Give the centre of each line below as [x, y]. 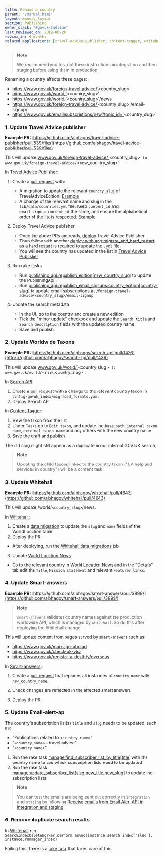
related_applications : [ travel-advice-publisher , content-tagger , [73, 41]
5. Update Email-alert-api [35, 712]
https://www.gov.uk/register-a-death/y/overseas [61, 657]
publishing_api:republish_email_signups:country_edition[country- [93, 286]
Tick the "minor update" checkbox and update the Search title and [87, 319]
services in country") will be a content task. [60, 469]
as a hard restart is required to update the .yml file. [70, 246]
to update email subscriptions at [63, 291]
